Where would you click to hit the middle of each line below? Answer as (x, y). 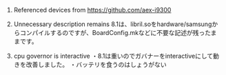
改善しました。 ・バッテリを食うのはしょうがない (96, 64)
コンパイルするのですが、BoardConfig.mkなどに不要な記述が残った (115, 33)
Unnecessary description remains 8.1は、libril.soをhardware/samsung (113, 24)
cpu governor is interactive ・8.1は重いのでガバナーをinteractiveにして (113, 56)
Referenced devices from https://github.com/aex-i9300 (92, 10)
